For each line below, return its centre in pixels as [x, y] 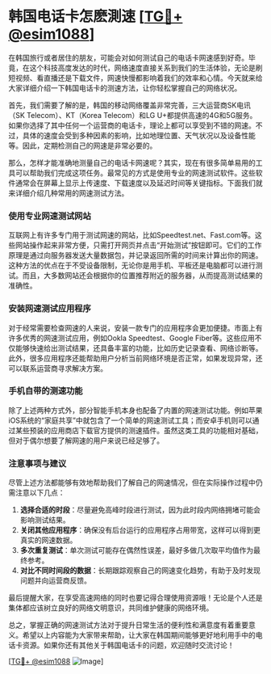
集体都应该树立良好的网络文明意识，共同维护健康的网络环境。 [111, 608]
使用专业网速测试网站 [50, 216]
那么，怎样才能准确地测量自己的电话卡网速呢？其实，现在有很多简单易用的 [132, 162]
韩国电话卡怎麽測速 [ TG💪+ [96, 17]
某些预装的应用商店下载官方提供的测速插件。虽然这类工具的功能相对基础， [139, 430]
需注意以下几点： [37, 493]
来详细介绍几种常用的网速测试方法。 [69, 193]
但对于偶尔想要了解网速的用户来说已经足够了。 [86, 440]
